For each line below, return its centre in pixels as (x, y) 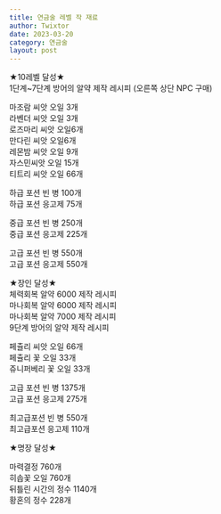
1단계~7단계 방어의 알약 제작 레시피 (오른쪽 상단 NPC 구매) (111, 88)
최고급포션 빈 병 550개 (49, 418)
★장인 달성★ (33, 283)
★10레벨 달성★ (37, 78)
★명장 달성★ (33, 448)
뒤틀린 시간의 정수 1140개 (53, 489)
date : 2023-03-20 (41, 34)
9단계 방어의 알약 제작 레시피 (59, 328)
